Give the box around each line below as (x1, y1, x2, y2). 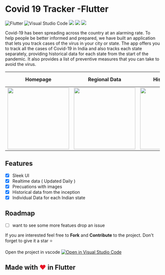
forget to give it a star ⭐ (5, 238, 53, 244)
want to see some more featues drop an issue (12, 222, 105, 228)
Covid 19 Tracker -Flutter (5, 3, 109, 15)
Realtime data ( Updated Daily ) (12, 178, 76, 184)
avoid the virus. (5, 61, 36, 67)
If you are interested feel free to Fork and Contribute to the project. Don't (5, 232, 154, 238)
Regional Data (87, 76, 122, 83)
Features (5, 159, 33, 168)
